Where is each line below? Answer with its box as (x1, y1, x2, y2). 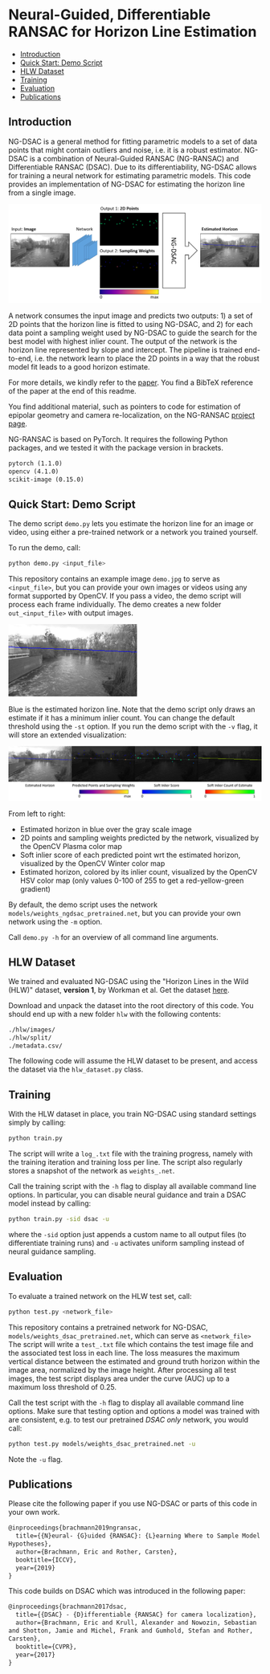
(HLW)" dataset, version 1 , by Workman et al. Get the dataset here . (8, 986, 231, 995)
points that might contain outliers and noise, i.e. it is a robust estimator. (8, 145, 243, 154)
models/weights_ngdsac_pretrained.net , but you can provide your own (8, 908, 241, 917)
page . (8, 419, 28, 429)
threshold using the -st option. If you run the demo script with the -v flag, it (8, 721, 259, 731)
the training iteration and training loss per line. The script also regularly (8, 1158, 243, 1167)
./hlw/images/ (8, 1026, 56, 1034)
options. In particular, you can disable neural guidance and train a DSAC (8, 1190, 247, 1200)
